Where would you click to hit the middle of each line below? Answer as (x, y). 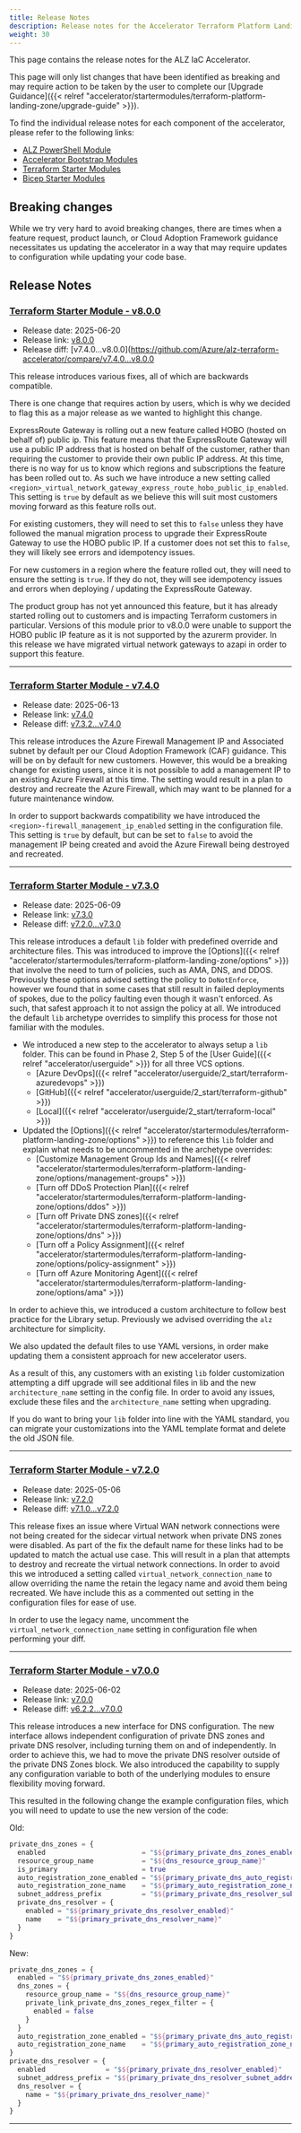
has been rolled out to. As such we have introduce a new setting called (140, 477)
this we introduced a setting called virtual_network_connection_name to (141, 1573)
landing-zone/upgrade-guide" (65, 106)
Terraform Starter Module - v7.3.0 (84, 886)
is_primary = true (92, 1869)
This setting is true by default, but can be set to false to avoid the (131, 835)
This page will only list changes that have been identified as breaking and (145, 77)
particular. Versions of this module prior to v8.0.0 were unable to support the (150, 625)
